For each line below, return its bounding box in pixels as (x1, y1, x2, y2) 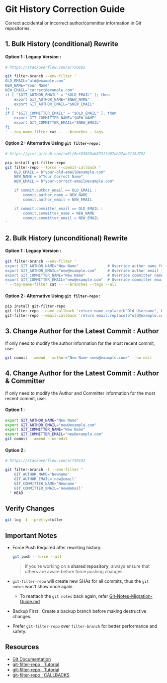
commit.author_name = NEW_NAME (23, 193, 88, 198)
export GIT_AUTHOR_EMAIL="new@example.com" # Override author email (5, 268, 159, 273)
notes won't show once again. (12, 583, 74, 589)
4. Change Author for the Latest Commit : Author (5, 369, 159, 378)
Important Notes (5, 531, 57, 540)
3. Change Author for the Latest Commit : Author (5, 327, 159, 335)
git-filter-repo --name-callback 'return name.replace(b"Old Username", (5, 308, 159, 314)
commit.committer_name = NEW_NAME (23, 211, 94, 216)
